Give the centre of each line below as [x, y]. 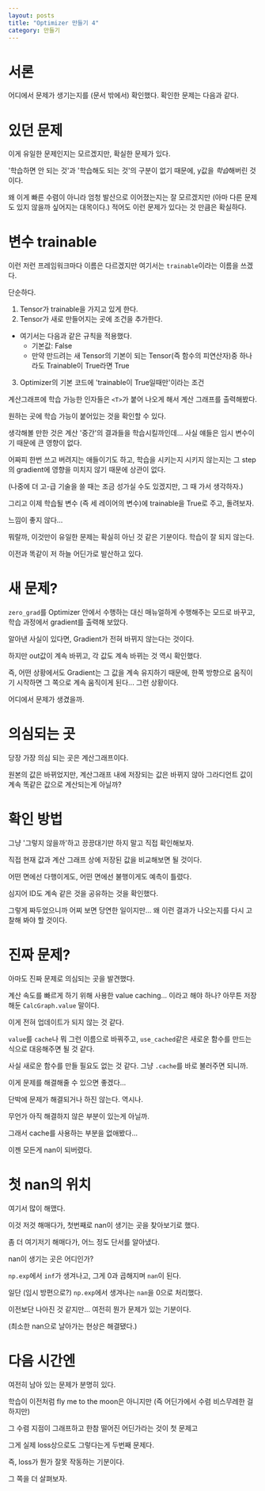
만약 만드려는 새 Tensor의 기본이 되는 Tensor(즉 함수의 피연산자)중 [134, 356]
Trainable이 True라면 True [88, 366]
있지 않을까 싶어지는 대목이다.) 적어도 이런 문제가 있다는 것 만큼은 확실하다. [131, 208]
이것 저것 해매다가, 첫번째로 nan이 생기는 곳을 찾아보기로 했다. [104, 1225]
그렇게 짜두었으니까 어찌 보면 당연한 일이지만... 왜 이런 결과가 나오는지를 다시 [126, 910]
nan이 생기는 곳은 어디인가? [51, 1258]
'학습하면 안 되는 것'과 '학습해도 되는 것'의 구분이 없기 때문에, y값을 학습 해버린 [128, 170]
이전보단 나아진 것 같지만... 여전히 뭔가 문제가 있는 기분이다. [100, 1309]
